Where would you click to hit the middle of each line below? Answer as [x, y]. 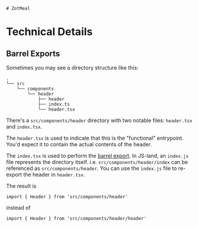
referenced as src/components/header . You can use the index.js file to [92, 168]
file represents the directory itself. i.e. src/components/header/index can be [97, 162]
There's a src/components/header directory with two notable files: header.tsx [99, 120]
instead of [18, 208]
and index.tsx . [24, 126]
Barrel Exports [33, 53]
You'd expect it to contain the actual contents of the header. [79, 144]
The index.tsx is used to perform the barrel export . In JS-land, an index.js [98, 156]
